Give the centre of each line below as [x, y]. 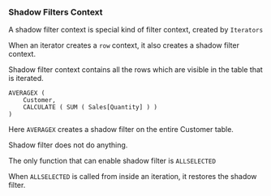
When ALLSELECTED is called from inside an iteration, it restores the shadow [133, 177]
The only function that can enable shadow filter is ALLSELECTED [112, 161]
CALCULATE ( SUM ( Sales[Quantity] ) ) [90, 108]
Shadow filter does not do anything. [68, 145]
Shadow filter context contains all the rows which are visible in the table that [136, 70]
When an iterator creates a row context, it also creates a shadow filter [124, 45]
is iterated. [26, 79]
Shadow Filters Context [56, 12]
